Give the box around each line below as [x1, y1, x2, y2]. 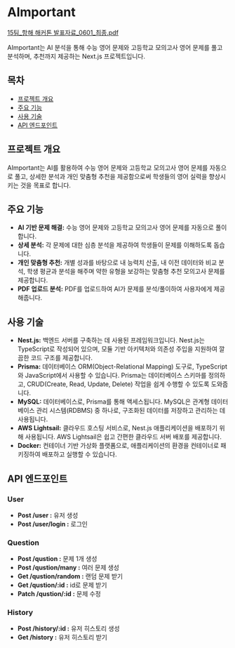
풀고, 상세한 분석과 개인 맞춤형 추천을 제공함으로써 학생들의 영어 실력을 [14, 172, 208, 180]
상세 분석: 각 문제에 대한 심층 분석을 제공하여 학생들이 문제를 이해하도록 [17, 241, 213, 249]
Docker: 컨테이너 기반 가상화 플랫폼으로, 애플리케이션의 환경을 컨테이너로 [17, 442, 220, 450]
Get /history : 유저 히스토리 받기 [17, 633, 107, 642]
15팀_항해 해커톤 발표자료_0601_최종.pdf [7, 28, 119, 37]
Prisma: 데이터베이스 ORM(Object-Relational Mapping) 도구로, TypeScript [17, 362, 228, 371]
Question [7, 538, 40, 548]
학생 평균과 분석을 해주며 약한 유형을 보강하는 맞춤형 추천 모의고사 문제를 [27, 267, 226, 276]
